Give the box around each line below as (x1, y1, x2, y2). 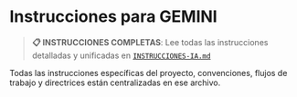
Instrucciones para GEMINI (9, 6, 217, 27)
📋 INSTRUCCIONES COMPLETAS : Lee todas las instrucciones (31, 36, 269, 47)
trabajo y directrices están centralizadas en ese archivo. (9, 77, 221, 88)
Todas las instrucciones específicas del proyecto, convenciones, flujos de (9, 67, 288, 78)
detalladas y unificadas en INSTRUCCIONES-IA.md (31, 50, 211, 61)
